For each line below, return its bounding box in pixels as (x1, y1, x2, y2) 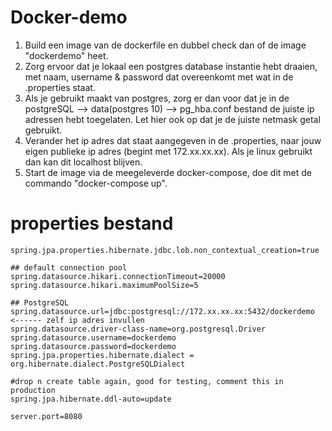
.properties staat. (24, 81, 96, 93)
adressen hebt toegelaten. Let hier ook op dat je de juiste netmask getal (24, 113, 321, 125)
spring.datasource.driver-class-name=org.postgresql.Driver (10, 324, 267, 334)
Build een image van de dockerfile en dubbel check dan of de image (24, 39, 307, 51)
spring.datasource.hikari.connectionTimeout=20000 (10, 271, 226, 281)
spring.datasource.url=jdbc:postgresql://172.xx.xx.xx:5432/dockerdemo (10, 306, 315, 316)
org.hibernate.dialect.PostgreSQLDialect (10, 359, 186, 369)
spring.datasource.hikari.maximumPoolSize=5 (10, 280, 199, 290)
